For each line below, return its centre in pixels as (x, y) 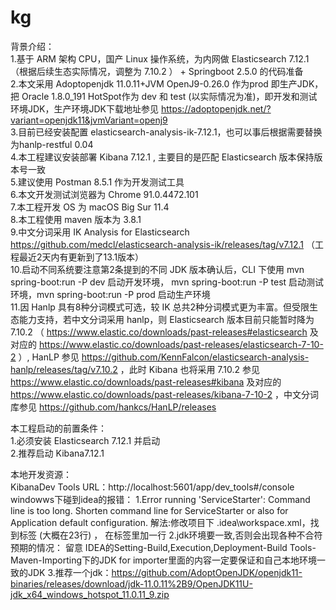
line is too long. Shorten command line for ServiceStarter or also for (149, 510)
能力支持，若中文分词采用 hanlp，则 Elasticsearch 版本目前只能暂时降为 (166, 319)
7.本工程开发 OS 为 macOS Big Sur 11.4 (90, 207)
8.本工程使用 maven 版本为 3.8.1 (76, 219)
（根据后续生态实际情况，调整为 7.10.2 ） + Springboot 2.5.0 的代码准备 (157, 71)
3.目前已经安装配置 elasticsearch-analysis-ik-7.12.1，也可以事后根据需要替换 (166, 132)
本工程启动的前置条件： (58, 428)
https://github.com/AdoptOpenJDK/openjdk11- (207, 572)
